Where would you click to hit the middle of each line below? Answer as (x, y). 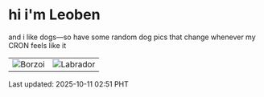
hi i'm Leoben (54, 15)
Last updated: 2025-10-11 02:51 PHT (68, 84)
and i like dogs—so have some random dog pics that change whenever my (132, 37)
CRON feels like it (37, 45)
